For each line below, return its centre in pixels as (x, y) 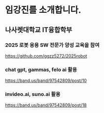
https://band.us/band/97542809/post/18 (46, 105)
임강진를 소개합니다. (43, 10)
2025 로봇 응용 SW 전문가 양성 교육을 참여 (52, 45)
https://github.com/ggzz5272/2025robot (46, 56)
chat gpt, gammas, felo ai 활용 (41, 69)
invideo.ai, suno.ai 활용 (33, 94)
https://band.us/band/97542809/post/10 (46, 81)
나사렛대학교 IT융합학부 (39, 30)
